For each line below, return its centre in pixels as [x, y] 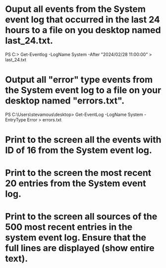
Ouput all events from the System [76, 9]
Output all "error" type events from [79, 80]
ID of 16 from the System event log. [79, 150]
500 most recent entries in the [69, 227]
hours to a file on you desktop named [83, 30]
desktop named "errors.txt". [65, 101]
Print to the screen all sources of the [81, 217]
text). [17, 259]
